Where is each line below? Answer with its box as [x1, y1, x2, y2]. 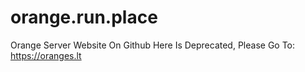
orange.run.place [10, 6, 158, 29]
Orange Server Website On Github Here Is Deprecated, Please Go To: [10, 39, 296, 51]
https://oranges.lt [10, 49, 82, 61]
